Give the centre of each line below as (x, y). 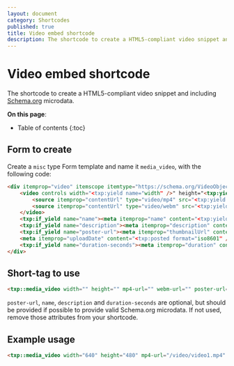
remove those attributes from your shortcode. (73, 317)
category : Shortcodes (39, 20)
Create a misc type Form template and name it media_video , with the (104, 166)
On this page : (27, 114)
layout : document (32, 14)
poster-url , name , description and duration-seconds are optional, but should (117, 303)
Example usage (41, 339)
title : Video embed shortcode (51, 33)
